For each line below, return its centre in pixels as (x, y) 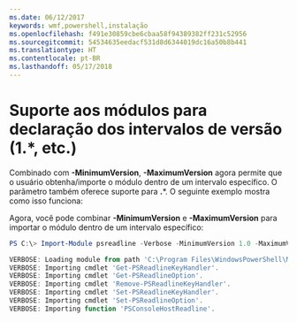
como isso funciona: (46, 201)
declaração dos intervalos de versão (146, 130)
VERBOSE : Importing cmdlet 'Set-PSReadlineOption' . (106, 301)
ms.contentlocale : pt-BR (55, 58)
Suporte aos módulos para (108, 111)
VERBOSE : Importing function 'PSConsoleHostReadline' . (112, 309)
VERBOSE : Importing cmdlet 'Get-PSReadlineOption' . (106, 276)
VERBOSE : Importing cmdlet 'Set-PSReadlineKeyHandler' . (114, 293)
